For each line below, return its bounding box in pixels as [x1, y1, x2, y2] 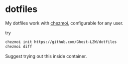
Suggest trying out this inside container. [5, 53, 87, 59]
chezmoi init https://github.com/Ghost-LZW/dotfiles [5, 39, 117, 44]
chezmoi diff [5, 44, 32, 49]
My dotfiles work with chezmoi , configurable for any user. [5, 20, 124, 26]
